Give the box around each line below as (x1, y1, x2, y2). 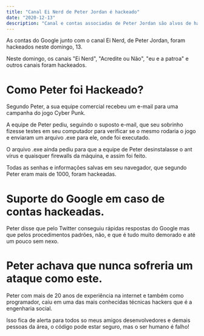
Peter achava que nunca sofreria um (6, 259, 193, 273)
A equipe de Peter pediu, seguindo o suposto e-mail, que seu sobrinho (6, 121, 183, 128)
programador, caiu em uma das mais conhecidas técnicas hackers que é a (6, 298, 192, 306)
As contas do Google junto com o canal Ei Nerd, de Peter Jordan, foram (6, 37, 186, 44)
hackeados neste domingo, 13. (6, 43, 83, 50)
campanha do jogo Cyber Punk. (6, 109, 86, 117)
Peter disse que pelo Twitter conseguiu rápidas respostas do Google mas (6, 225, 190, 232)
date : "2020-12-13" (6, 15, 56, 21)
